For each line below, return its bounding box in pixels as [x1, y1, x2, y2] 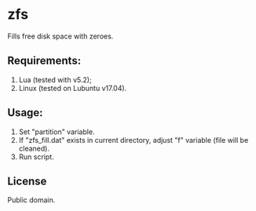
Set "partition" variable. [18, 127, 95, 136]
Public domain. [7, 195, 56, 205]
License [7, 174, 47, 187]
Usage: [7, 106, 44, 119]
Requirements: [7, 54, 82, 67]
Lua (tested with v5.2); [18, 75, 92, 84]
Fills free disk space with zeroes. [7, 31, 114, 41]
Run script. [18, 151, 54, 162]
